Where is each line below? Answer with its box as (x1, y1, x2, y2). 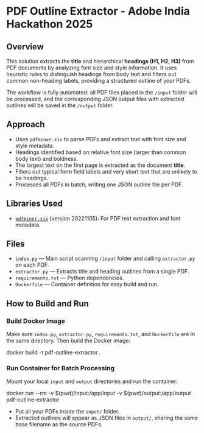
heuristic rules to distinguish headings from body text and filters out (6, 71, 177, 77)
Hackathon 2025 (6, 17, 93, 31)
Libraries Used (6, 199, 63, 209)
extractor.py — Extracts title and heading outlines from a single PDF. (15, 268, 189, 275)
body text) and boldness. (15, 155, 78, 162)
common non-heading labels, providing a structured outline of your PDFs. (6, 77, 191, 84)
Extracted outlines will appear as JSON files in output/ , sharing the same (15, 414, 198, 421)
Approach (6, 119, 45, 130)
